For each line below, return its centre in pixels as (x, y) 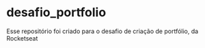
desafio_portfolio (56, 13)
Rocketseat (22, 38)
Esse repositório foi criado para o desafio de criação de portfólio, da (102, 31)
